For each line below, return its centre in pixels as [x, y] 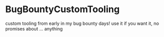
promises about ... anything [34, 28]
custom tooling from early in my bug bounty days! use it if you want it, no [82, 23]
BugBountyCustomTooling [63, 9]
